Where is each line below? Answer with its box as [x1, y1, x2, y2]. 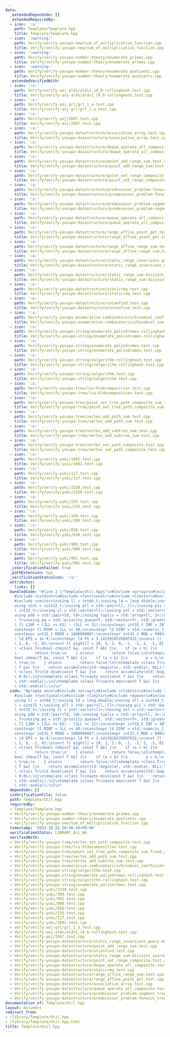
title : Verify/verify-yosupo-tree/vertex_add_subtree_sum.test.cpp [14, 433, 159, 438]
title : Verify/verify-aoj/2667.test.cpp [14, 121, 101, 126]
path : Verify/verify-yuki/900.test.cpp [14, 542, 99, 547]
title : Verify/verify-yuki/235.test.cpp [14, 504, 101, 509]
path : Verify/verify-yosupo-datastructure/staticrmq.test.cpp [14, 286, 148, 291]
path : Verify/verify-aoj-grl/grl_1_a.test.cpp [14, 102, 114, 107]
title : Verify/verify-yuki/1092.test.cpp [14, 461, 103, 466]
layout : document [5, 1005, 42, 1010]
